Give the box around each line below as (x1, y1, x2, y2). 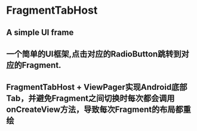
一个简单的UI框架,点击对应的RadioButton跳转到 (6, 49, 181, 59)
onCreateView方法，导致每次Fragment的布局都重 (6, 105, 191, 115)
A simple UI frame (6, 27, 74, 38)
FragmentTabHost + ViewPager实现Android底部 (6, 82, 187, 92)
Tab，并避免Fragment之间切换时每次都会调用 (6, 93, 175, 104)
